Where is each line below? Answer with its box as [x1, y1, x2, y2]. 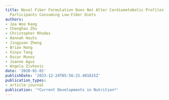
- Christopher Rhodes [5, 31, 51, 36]
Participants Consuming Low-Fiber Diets [10, 12, 96, 17]
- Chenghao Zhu [5, 26, 37, 31]
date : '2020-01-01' [5, 69, 47, 74]
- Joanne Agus [5, 59, 35, 64]
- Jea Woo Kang [5, 21, 37, 27]
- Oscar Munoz [5, 54, 35, 60]
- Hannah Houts [5, 36, 37, 41]
